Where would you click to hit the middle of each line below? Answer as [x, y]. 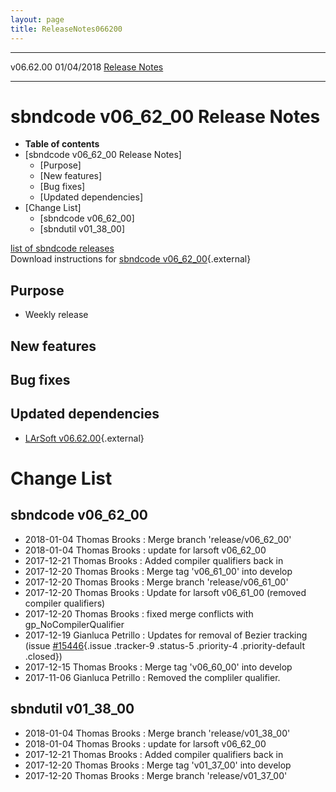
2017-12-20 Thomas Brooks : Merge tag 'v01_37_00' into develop [158, 765]
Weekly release [56, 315]
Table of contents [62, 144]
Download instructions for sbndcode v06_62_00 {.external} [131, 259]
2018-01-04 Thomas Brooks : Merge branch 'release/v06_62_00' [158, 539]
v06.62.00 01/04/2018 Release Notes [87, 67]
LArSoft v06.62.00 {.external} [84, 438]
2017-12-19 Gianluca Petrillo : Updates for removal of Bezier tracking [166, 635]
